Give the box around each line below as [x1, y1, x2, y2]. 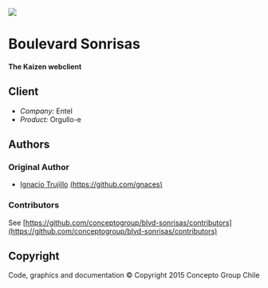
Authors [8, 137, 50, 151]
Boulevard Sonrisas [8, 35, 141, 53]
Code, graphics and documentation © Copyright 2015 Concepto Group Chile [8, 270, 260, 280]
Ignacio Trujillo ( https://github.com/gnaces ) [19, 180, 164, 189]
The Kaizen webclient [8, 61, 82, 71]
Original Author [8, 161, 69, 172]
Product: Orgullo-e [19, 114, 82, 124]
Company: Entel [19, 106, 73, 116]
